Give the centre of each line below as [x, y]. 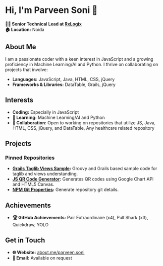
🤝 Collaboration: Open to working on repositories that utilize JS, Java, [84, 123]
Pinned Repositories [30, 158]
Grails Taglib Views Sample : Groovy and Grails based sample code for [85, 169]
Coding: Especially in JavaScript [46, 112]
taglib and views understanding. [45, 174]
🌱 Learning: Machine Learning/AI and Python [58, 117]
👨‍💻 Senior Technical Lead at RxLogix [43, 24]
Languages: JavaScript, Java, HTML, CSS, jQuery [63, 79]
